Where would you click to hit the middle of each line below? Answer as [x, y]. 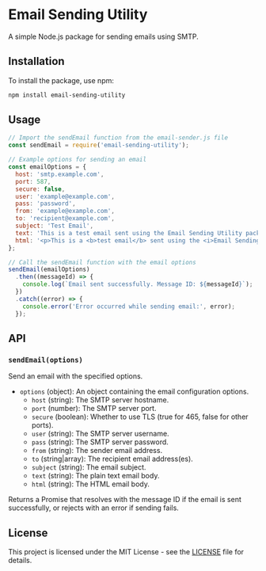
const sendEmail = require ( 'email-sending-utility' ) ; [99, 145]
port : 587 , [33, 181]
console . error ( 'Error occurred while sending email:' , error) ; [129, 306]
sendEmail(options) [46, 360]
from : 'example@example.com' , [65, 211]
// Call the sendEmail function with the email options [102, 262]
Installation [36, 61]
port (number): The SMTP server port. [94, 409]
